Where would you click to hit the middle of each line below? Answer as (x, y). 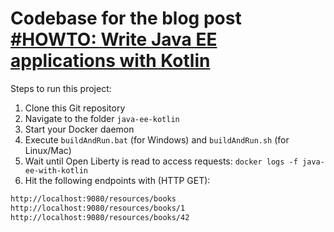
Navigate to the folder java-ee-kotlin (102, 118)
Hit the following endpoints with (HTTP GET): (117, 180)
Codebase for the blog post (126, 18)
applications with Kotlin (110, 61)
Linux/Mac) (48, 150)
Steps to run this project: (61, 88)
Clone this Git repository (75, 108)
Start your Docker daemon (79, 129)
